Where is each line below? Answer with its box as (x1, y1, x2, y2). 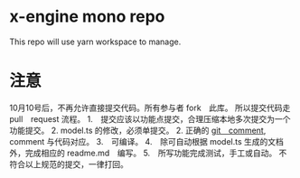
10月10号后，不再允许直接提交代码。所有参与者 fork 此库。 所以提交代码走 (9, 102, 291, 113)
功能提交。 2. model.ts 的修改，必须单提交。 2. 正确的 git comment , (9, 125, 267, 136)
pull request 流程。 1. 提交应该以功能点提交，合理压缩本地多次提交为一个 (9, 113, 291, 124)
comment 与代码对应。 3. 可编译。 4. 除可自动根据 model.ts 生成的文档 (9, 136, 285, 146)
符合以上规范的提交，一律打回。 (9, 158, 128, 169)
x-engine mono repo (9, 6, 165, 27)
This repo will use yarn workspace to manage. (9, 36, 182, 47)
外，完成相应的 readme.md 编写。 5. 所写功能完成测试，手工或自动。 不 (9, 147, 287, 158)
